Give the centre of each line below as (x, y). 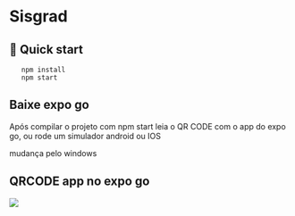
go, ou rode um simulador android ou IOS (85, 136)
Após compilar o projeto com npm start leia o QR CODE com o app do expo (147, 126)
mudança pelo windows (53, 153)
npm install (43, 70)
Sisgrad (39, 17)
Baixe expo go (49, 105)
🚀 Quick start (46, 50)
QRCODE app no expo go (80, 182)
